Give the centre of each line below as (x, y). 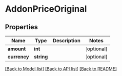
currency (18, 57)
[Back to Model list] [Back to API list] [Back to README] (61, 69)
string (41, 57)
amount (17, 49)
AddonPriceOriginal (46, 9)
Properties (21, 27)
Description (67, 41)
